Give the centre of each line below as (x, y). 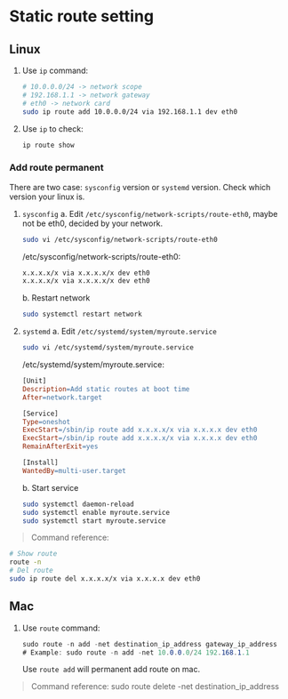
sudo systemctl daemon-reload (78, 504)
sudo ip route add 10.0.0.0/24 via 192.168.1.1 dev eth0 (130, 112)
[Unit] (34, 381)
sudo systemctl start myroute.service (94, 521)
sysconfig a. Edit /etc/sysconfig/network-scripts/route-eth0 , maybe (150, 213)
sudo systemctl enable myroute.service (96, 512)
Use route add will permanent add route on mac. (111, 670)
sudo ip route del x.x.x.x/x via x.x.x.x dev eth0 (105, 579)
